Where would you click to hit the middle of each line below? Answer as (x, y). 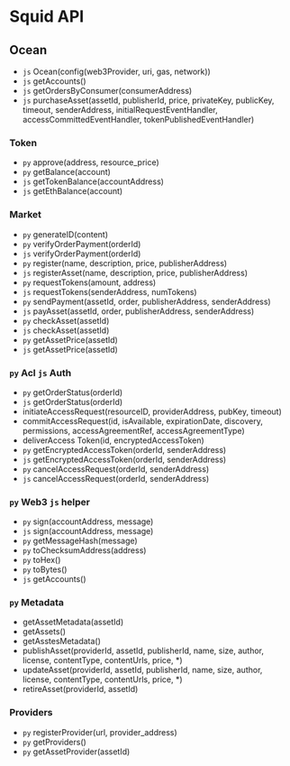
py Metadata (37, 603)
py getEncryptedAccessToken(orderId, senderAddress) (124, 449)
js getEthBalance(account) (72, 191)
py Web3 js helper (50, 502)
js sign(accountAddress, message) (88, 531)
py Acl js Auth (41, 373)
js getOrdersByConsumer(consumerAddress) (107, 91)
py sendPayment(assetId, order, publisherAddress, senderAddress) (147, 301)
